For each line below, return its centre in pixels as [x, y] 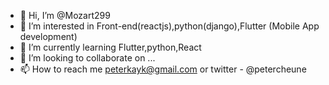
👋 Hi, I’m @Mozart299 [65, 15]
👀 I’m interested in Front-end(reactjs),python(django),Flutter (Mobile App [169, 26]
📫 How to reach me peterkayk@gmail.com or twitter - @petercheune [163, 69]
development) [48, 36]
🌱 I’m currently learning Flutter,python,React [110, 47]
